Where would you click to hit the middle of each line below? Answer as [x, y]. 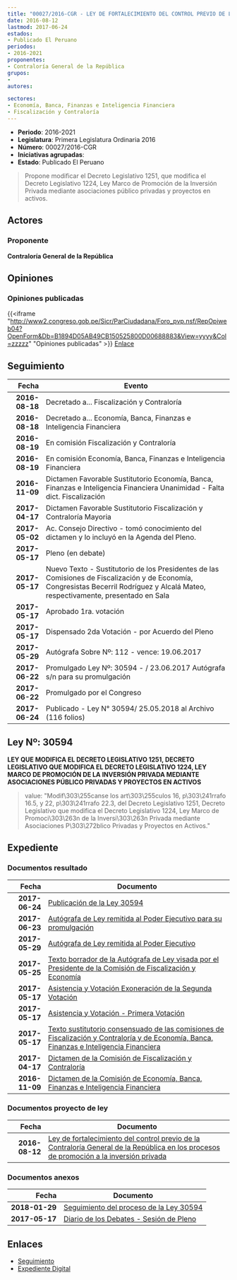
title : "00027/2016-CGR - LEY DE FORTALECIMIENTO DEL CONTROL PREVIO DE [116, 14]
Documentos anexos [43, 1177]
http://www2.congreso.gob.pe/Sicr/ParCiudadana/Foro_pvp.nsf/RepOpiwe [119, 321]
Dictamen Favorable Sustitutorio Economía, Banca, [129, 479]
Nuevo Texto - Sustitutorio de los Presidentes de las [132, 569]
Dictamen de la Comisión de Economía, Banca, [125, 1078]
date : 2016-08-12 [33, 20]
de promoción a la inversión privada [108, 1156]
